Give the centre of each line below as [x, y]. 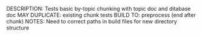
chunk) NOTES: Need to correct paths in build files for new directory [92, 21]
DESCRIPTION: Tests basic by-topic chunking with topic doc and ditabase [99, 9]
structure [18, 28]
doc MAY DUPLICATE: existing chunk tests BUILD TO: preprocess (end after [101, 15]
